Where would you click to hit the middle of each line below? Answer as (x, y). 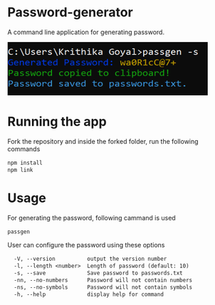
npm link (20, 170)
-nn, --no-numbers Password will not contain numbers (103, 280)
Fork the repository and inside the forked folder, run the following (103, 141)
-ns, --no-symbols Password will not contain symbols (103, 287)
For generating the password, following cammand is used (91, 218)
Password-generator (70, 12)
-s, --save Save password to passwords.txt (98, 273)
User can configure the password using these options (86, 245)
